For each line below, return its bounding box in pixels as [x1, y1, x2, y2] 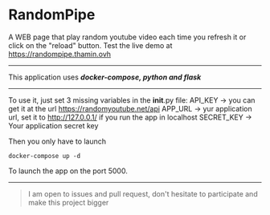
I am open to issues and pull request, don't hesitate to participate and [27, 189, 259, 198]
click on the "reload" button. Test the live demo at [8, 40, 173, 50]
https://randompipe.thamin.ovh [8, 49, 111, 59]
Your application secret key [8, 120, 99, 130]
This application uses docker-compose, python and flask [8, 72, 202, 82]
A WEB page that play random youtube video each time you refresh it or [8, 32, 247, 42]
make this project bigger [27, 197, 109, 207]
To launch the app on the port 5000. [8, 166, 129, 176]
